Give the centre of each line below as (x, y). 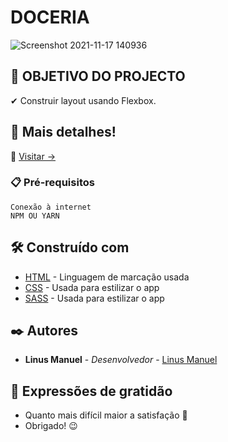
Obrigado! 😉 (51, 426)
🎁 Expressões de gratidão (91, 391)
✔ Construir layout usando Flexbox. (83, 100)
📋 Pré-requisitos (52, 183)
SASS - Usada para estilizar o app (94, 298)
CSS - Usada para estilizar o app (92, 287)
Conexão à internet (51, 207)
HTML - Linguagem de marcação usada (107, 277)
